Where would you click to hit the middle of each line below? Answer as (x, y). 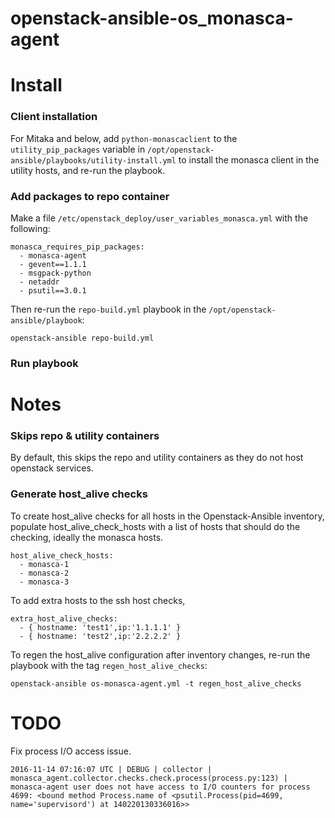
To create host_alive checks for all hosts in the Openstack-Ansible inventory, (167, 516)
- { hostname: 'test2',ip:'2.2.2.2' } (100, 636)
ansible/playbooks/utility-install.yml (93, 160)
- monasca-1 (44, 564)
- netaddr (39, 282)
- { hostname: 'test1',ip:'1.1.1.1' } (100, 627)
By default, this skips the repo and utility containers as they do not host (157, 458)
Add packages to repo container (90, 196)
